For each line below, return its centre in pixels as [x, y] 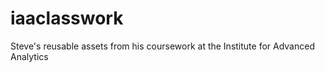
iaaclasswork [67, 18]
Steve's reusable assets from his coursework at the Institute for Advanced [162, 46]
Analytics [29, 56]
